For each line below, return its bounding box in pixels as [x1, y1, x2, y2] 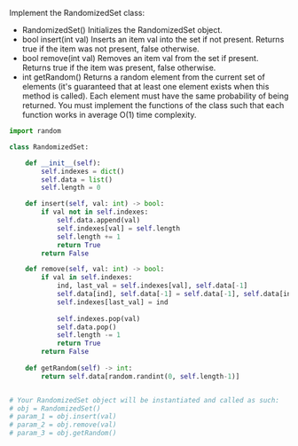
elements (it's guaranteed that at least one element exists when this [21, 82, 270, 91]
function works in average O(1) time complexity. [21, 110, 197, 120]
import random [9, 127, 62, 136]
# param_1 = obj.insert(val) [9, 412, 117, 421]
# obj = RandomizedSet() [9, 403, 101, 413]
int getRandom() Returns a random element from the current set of [21, 72, 266, 82]
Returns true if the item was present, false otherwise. [21, 62, 216, 73]
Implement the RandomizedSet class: [9, 8, 145, 18]
